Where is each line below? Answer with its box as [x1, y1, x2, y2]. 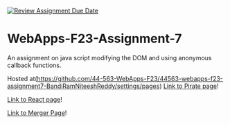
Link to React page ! [7, 95, 62, 103]
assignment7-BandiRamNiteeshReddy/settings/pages [7, 82, 160, 90]
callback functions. [7, 61, 62, 69]
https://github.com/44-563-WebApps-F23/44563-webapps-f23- [37, 74, 224, 82]
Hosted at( [7, 74, 37, 82]
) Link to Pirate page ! [159, 82, 220, 90]
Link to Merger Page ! [7, 108, 67, 117]
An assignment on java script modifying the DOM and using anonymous [7, 53, 212, 62]
